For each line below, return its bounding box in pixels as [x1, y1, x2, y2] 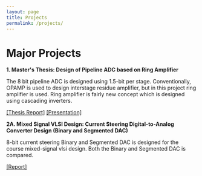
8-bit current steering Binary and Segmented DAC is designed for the [6, 139, 179, 146]
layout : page [6, 8, 39, 15]
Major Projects [6, 46, 82, 60]
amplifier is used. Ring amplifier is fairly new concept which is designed [6, 91, 185, 98]
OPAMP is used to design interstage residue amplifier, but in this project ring [6, 84, 197, 91]
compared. [6, 152, 34, 159]
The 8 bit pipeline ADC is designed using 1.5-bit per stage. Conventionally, [6, 78, 192, 85]
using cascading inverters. [6, 97, 73, 105]
